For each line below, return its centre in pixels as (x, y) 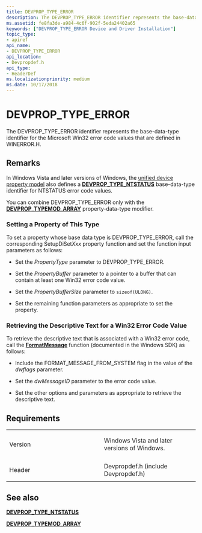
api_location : (24, 57)
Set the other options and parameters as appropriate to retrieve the (98, 393)
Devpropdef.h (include (136, 467)
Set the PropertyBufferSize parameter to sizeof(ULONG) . (84, 292)
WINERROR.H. (24, 144)
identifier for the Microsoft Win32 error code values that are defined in (93, 138)
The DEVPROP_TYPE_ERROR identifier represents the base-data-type (93, 131)
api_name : (19, 46)
